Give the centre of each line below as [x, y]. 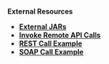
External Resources [40, 11]
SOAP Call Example [51, 52]
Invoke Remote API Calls [60, 35]
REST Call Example [51, 43]
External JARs [43, 26]
